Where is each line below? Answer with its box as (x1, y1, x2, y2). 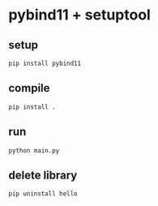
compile (8, 81, 50, 95)
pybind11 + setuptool (8, 6, 152, 24)
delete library (8, 169, 78, 182)
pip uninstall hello (8, 190, 79, 198)
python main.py (8, 146, 60, 155)
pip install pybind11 (8, 59, 82, 67)
